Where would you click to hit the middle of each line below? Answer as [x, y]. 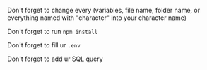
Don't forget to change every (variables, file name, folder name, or [103, 10]
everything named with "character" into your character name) [97, 18]
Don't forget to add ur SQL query [55, 59]
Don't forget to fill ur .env [44, 45]
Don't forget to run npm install [53, 31]
